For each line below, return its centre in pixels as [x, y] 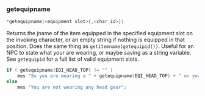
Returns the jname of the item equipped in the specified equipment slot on [100, 33]
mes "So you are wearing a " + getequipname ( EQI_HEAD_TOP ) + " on [103, 76]
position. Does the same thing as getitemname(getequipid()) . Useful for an [100, 46]
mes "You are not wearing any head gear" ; [72, 87]
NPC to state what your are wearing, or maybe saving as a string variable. [99, 53]
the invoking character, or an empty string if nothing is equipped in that [95, 40]
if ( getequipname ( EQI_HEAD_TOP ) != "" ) [60, 70]
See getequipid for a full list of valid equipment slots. [73, 59]
